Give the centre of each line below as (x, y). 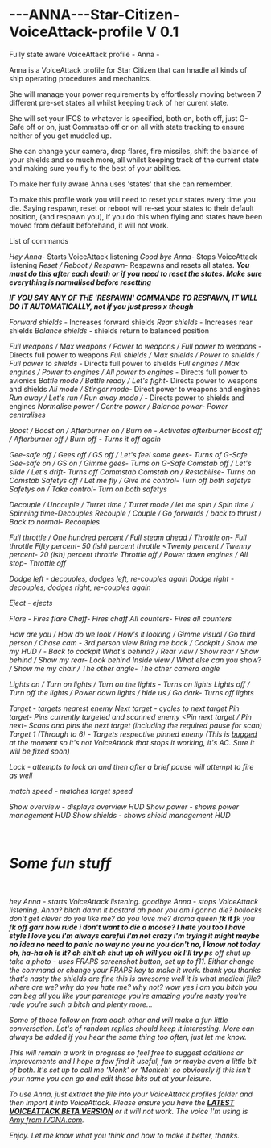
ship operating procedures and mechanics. (80, 78)
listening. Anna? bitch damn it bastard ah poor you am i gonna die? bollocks (135, 910)
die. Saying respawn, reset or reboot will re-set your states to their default (131, 208)
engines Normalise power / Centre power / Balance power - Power (119, 406)
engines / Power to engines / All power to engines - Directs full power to (128, 372)
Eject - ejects (31, 603)
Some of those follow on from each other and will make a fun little (119, 1020)
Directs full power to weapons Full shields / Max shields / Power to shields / (134, 355)
